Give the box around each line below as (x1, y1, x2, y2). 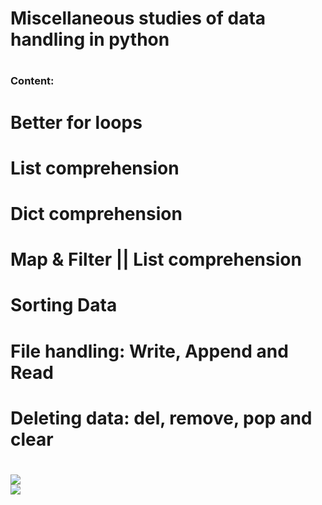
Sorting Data (10, 294, 118, 317)
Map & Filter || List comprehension (10, 248, 302, 271)
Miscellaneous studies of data (10, 7, 267, 30)
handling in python (10, 28, 170, 51)
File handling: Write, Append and (10, 340, 289, 362)
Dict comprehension (10, 202, 183, 225)
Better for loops (10, 111, 143, 134)
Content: (10, 74, 55, 88)
